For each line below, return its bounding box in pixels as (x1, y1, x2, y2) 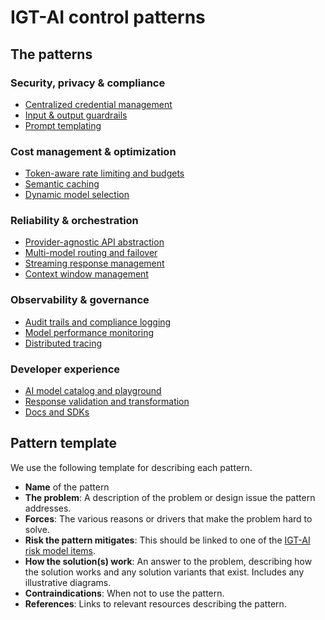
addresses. (24, 502, 72, 514)
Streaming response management (24, 257, 165, 270)
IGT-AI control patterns (10, 6, 206, 29)
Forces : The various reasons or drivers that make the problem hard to (24, 512, 313, 525)
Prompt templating (24, 119, 102, 131)
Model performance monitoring (24, 326, 155, 338)
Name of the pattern (24, 481, 110, 493)
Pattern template (10, 435, 118, 452)
